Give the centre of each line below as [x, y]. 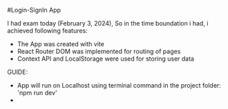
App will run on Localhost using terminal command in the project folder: [119, 85]
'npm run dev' [37, 93]
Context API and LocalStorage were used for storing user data [106, 59]
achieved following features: [47, 31]
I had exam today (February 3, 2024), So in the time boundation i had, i [108, 23]
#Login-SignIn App [34, 10]
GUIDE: [18, 72]
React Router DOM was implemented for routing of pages [99, 51]
